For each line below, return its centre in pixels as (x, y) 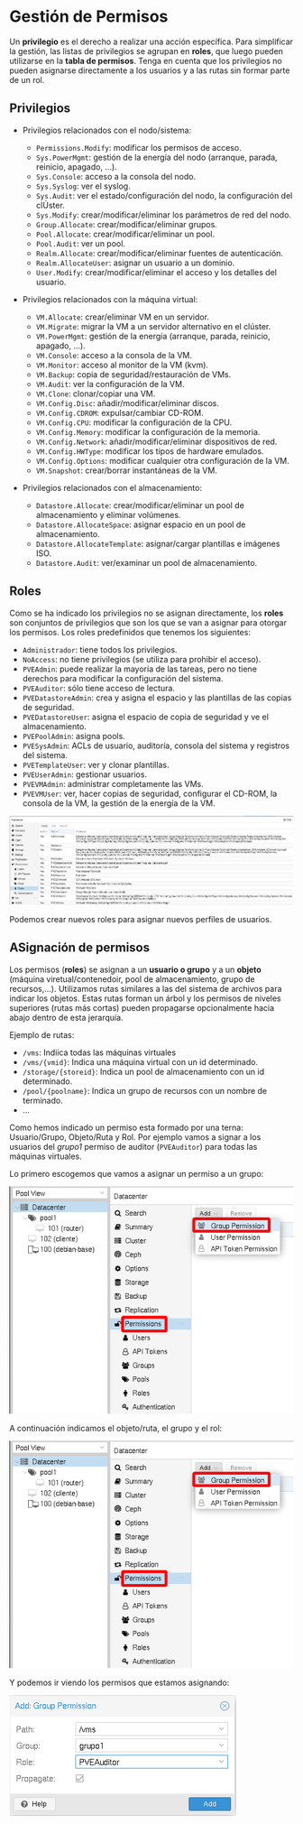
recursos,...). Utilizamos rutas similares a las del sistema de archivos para (146, 988)
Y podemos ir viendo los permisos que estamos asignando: (119, 1682)
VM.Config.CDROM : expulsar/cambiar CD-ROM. (120, 412)
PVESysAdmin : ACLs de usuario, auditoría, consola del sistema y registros (156, 745)
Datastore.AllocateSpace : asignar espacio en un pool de (141, 524)
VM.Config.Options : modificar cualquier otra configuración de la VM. (163, 460)
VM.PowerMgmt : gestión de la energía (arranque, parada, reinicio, (153, 336)
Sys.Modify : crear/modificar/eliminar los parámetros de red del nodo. (163, 215)
